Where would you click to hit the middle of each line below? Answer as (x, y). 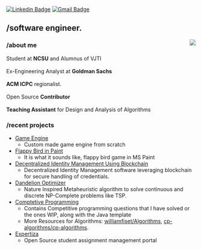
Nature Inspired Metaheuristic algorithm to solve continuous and (103, 189)
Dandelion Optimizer (40, 183)
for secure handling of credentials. (66, 176)
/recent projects (30, 125)
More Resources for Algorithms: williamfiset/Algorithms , (93, 221)
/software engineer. (44, 28)
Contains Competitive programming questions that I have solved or (107, 208)
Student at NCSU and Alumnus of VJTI (54, 58)
